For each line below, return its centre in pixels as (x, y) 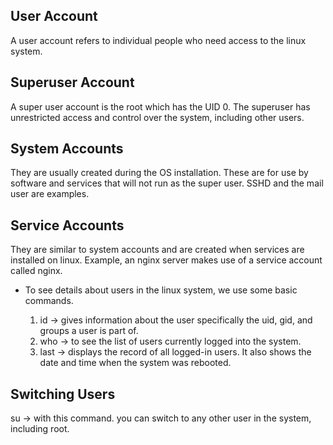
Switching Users (63, 394)
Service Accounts (67, 225)
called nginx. (36, 271)
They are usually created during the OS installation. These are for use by (159, 173)
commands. (49, 301)
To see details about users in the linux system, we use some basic (161, 290)
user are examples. (50, 194)
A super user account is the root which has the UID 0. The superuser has (160, 106)
